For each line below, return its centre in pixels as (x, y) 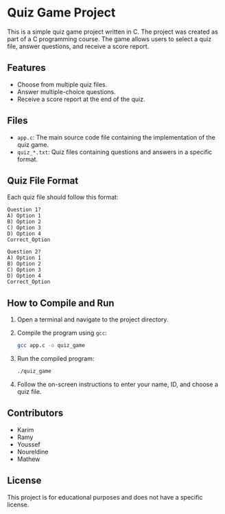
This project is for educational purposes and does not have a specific (105, 497)
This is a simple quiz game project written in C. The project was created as (113, 32)
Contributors (35, 413)
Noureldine (33, 451)
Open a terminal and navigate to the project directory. (93, 320)
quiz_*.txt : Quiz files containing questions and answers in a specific (115, 152)
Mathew (28, 459)
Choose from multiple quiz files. (62, 85)
